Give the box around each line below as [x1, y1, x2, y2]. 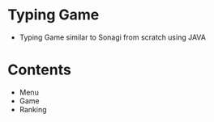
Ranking [19, 104, 47, 114]
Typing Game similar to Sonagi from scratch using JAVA [19, 32, 206, 42]
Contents [7, 61, 72, 79]
